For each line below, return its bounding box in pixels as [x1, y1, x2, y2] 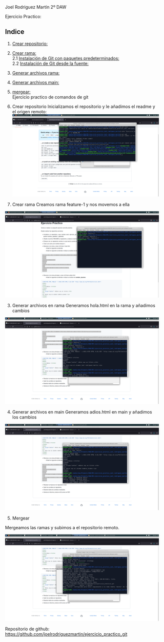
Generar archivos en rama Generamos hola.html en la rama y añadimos [12, 303, 155, 309]
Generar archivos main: [12, 79, 60, 85]
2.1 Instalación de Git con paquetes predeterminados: [12, 55, 120, 61]
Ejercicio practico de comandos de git [12, 94, 89, 100]
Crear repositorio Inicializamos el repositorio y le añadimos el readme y [12, 104, 155, 109]
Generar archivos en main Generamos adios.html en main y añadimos [12, 409, 152, 414]
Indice [5, 28, 24, 36]
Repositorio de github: [5, 626, 50, 632]
